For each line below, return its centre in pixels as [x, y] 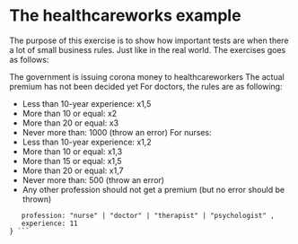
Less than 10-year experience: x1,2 [87, 142]
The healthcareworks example [125, 16]
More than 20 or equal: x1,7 [73, 170]
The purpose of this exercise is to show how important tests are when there [149, 40]
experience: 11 [49, 223]
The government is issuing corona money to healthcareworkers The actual [147, 76]
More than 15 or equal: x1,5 [72, 161]
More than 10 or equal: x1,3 [72, 151]
